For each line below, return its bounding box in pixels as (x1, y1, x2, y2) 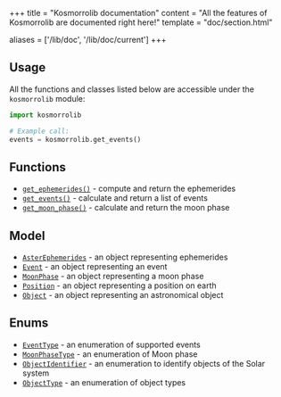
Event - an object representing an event (21, 261, 168, 272)
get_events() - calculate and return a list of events (21, 193, 208, 203)
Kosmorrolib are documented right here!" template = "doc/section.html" (9, 17, 273, 28)
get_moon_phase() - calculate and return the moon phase (21, 203, 230, 213)
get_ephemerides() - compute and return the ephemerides (21, 183, 236, 194)
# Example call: (9, 127, 70, 136)
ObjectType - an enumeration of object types (21, 376, 186, 387)
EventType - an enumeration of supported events (21, 339, 201, 350)
